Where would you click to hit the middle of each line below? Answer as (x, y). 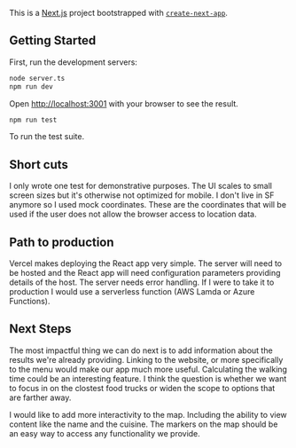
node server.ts (37, 78)
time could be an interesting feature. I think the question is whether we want (148, 378)
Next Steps (40, 329)
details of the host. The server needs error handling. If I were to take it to (142, 282)
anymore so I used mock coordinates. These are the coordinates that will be (148, 205)
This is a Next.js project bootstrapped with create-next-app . (119, 13)
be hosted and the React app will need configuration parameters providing (145, 273)
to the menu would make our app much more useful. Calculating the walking (148, 369)
